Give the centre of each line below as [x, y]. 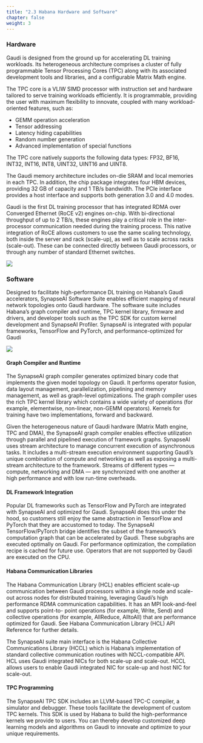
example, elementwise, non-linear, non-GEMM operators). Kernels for [93, 409]
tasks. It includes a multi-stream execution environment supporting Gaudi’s [100, 452]
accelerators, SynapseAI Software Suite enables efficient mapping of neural [101, 299]
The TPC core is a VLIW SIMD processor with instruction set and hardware [99, 89]
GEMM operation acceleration [52, 120]
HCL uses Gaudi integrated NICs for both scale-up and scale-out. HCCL [96, 661]
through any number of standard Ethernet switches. [71, 252]
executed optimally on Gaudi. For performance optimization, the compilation [101, 545]
